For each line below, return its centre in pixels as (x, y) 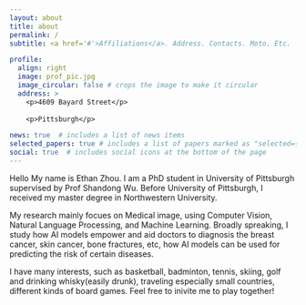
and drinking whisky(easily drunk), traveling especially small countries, (142, 281)
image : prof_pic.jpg (56, 77)
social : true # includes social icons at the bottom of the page (138, 152)
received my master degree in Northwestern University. (113, 198)
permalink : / (34, 35)
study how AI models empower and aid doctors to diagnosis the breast (142, 234)
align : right (42, 68)
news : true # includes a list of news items (97, 136)
